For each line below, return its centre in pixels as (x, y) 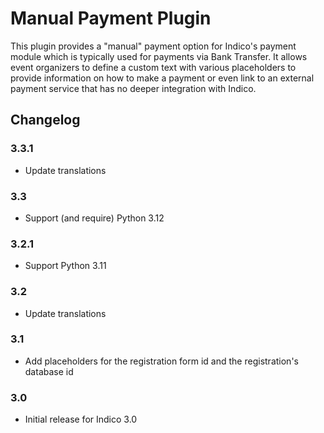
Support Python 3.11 (65, 266)
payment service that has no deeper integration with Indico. (133, 88)
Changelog (45, 120)
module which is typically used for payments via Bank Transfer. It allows (159, 56)
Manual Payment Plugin (111, 18)
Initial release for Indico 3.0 (81, 419)
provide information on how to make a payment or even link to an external (162, 78)
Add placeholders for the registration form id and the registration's (161, 361)
